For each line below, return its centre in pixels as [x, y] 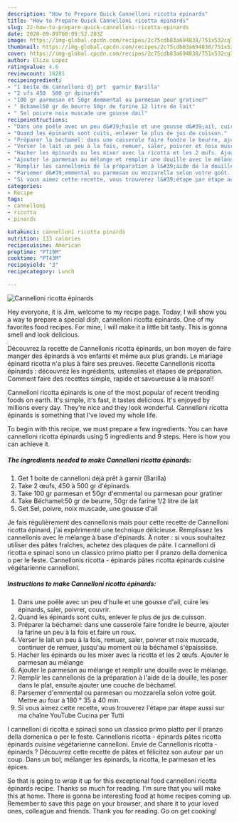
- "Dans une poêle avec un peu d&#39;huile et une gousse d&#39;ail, [113, 126]
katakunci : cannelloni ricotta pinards [67, 232]
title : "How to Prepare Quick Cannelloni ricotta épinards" [99, 21]
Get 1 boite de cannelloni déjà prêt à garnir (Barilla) [92, 478]
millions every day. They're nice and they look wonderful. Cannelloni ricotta [118, 407]
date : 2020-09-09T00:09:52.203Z [55, 34]
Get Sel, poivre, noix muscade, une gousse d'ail [87, 508]
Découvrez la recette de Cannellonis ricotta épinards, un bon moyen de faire [119, 348]
